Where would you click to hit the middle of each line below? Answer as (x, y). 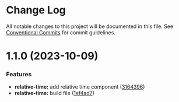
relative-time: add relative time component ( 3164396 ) (80, 87)
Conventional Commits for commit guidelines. (61, 32)
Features (19, 75)
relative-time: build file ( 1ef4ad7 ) (55, 93)
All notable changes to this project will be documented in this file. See (90, 26)
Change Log (36, 10)
